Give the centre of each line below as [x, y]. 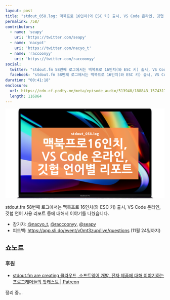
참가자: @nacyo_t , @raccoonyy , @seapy [54, 224]
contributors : [20, 27]
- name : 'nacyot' [28, 43]
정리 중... [14, 293]
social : [13, 64]
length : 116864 [26, 96]
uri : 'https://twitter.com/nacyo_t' [53, 48]
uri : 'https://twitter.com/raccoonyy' [55, 59]
